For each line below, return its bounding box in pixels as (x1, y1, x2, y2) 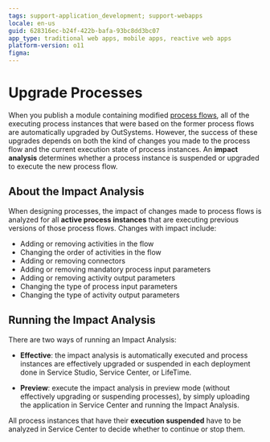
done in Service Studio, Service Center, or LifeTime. (19, 367, 192, 377)
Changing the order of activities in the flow (19, 247, 162, 257)
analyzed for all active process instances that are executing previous (8, 215, 239, 224)
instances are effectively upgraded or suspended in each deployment (19, 358, 251, 368)
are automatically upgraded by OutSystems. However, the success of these (8, 127, 259, 137)
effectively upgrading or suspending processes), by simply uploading (19, 391, 251, 401)
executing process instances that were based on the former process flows (8, 118, 255, 129)
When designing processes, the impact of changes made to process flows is (8, 206, 262, 215)
